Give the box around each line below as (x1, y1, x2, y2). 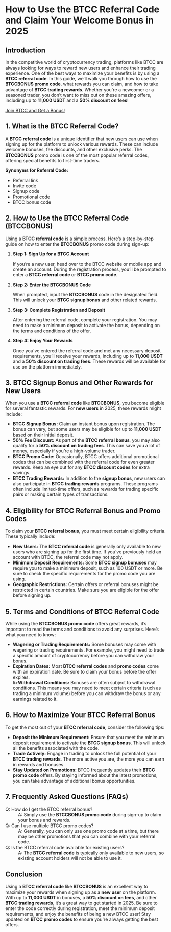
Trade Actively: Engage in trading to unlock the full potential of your (12, 750, 157, 756)
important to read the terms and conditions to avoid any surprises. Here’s (5, 626, 159, 633)
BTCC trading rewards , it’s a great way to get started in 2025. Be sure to (5, 900, 158, 906)
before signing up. (12, 592, 52, 598)
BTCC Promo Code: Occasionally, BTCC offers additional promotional (12, 453, 159, 460)
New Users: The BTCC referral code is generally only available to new (12, 544, 161, 550)
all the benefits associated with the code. (12, 745, 100, 751)
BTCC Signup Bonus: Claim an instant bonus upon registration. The (12, 421, 155, 427)
